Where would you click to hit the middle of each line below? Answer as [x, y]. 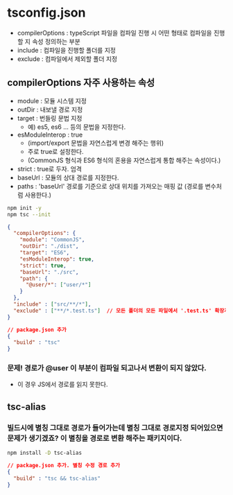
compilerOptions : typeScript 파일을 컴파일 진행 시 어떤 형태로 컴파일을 [115, 33]
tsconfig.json [46, 13]
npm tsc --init [29, 214]
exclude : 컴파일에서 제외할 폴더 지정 [67, 59]
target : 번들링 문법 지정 [50, 118]
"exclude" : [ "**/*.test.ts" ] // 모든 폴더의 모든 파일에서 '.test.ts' [113, 311]
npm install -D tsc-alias [44, 453]
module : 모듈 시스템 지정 [52, 101]
